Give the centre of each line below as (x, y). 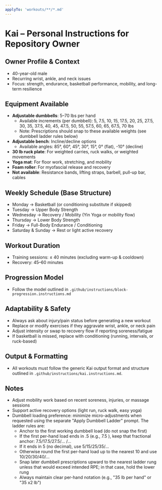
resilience (32, 89)
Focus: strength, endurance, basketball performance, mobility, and (79, 83)
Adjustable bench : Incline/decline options (54, 142)
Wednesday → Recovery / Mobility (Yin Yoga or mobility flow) (73, 215)
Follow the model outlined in (40, 289)
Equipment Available (37, 104)
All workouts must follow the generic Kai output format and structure (81, 368)
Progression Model (34, 278)
